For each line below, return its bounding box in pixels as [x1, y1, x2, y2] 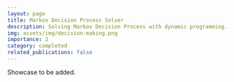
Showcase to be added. [7, 67, 76, 76]
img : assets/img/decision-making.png [7, 29, 118, 37]
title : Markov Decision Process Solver [7, 17, 124, 24]
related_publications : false [7, 49, 93, 56]
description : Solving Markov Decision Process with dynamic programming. [7, 23, 228, 30]
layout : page [7, 10, 46, 17]
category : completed [7, 42, 68, 49]
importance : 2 [7, 36, 49, 43]
